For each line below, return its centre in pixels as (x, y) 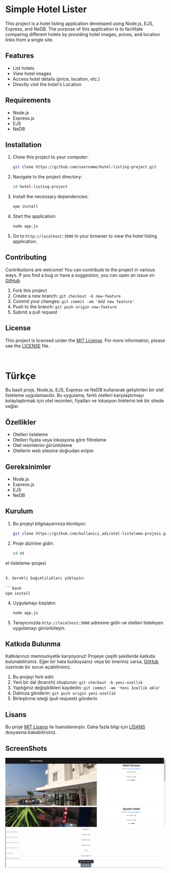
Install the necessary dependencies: (51, 197)
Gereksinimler (28, 467)
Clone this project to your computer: (51, 157)
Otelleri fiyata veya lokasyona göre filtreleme (60, 440)
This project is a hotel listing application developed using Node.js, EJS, (79, 23)
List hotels (23, 68)
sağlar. (12, 406)
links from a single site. (30, 40)
